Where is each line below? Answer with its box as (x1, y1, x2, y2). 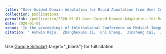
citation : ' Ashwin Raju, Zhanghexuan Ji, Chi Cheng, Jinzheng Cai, (5, 30, 156, 35)
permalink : (5, 16, 28, 21)
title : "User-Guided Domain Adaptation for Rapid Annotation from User (5, 7, 156, 12)
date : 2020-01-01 (5, 21, 41, 26)
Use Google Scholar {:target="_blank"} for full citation (5, 44, 114, 49)
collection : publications (5, 12, 58, 17)
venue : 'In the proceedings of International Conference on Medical (5, 26, 149, 30)
